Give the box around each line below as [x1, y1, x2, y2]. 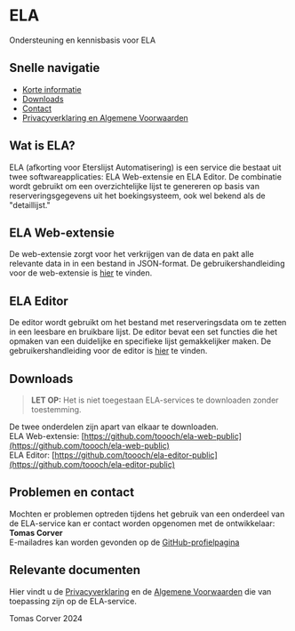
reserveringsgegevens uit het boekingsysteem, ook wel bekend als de [9, 190, 266, 201]
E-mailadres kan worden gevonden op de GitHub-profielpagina [9, 537, 240, 547]
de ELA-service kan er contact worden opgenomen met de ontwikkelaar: [9, 517, 275, 529]
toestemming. [30, 404, 82, 414]
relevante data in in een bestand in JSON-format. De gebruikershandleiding [9, 259, 285, 269]
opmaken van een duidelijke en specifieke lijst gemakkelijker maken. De [9, 336, 272, 347]
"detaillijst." [9, 199, 51, 210]
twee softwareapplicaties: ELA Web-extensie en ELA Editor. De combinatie [9, 171, 283, 182]
